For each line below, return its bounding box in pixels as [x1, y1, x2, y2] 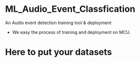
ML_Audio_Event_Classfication [5, 3, 136, 15]
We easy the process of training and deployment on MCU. [12, 29, 131, 35]
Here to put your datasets [5, 47, 112, 58]
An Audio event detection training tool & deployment [5, 20, 112, 26]
